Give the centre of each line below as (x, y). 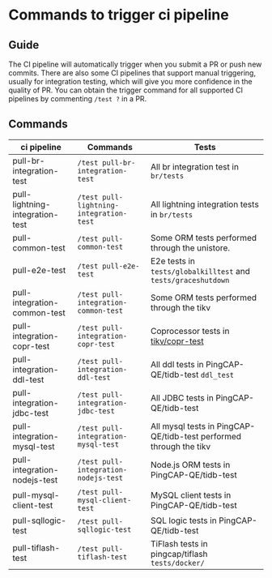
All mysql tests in (183, 426)
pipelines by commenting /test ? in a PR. (78, 98)
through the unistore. (190, 247)
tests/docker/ (177, 563)
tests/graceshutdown (190, 280)
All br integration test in (194, 166)
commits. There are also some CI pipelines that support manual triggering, (132, 73)
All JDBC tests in (182, 397)
